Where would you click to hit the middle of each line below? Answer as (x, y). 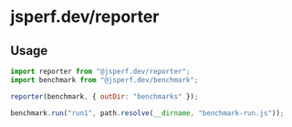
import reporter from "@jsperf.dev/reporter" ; (100, 71)
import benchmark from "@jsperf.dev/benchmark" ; (104, 79)
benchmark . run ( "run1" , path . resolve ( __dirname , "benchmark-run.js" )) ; (147, 113)
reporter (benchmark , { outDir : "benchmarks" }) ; (104, 96)
